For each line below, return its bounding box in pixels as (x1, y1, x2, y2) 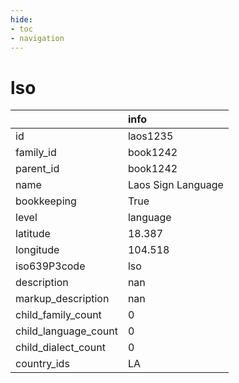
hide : (10, 14, 33, 25)
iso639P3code (15, 259, 86, 273)
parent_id (15, 162, 60, 176)
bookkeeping (15, 194, 77, 208)
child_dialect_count (15, 341, 106, 355)
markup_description (15, 292, 110, 306)
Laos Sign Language (127, 178, 224, 192)
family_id (15, 146, 57, 160)
